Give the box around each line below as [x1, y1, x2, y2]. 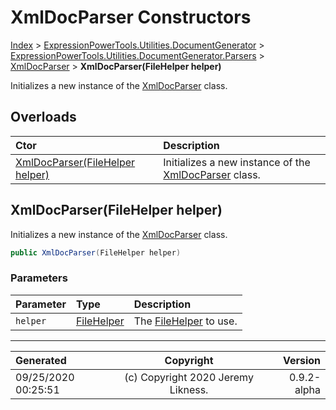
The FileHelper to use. [133, 314, 238, 328]
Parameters [10, 271, 68, 285]
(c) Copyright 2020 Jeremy [124, 370, 254, 384]
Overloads [10, 109, 77, 126]
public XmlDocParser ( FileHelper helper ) [10, 247, 182, 258]
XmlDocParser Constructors [10, 6, 252, 29]
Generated [15, 353, 67, 367]
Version [282, 353, 321, 367]
